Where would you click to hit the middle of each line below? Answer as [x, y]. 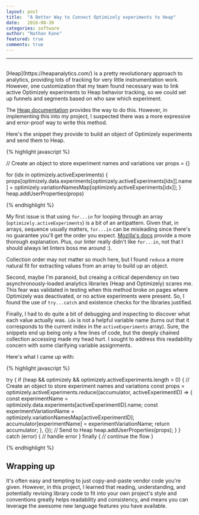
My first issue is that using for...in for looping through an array [84, 216]
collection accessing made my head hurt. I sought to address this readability [99, 339]
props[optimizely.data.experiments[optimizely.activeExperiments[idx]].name [99, 181]
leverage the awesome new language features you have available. [86, 506]
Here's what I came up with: [40, 356]
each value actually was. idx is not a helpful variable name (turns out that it [98, 320]
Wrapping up [31, 466]
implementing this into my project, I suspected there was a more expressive [98, 116]
